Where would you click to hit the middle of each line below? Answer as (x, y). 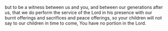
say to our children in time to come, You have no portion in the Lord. (75, 23)
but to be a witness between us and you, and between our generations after (84, 7)
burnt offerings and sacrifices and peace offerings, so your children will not (83, 18)
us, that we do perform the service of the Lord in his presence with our (78, 12)
